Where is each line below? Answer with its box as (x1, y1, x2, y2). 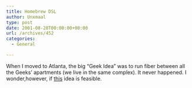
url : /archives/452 (6, 31, 54, 36)
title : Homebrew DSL (6, 8, 57, 15)
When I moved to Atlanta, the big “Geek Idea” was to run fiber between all (6, 62, 186, 69)
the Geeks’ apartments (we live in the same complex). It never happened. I (6, 69, 187, 76)
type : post (6, 19, 33, 25)
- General (11, 42, 35, 48)
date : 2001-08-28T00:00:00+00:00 (6, 25, 88, 31)
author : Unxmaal (6, 14, 46, 20)
